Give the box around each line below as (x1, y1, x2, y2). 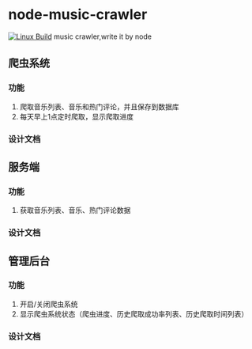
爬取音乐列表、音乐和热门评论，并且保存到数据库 (19, 101, 179, 112)
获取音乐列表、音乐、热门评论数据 (19, 206, 131, 215)
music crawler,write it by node (54, 32, 152, 41)
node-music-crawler (8, 6, 148, 24)
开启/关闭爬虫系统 (19, 299, 78, 309)
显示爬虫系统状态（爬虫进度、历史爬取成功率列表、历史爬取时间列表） (19, 309, 249, 318)
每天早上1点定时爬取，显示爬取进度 (19, 112, 134, 121)
